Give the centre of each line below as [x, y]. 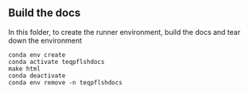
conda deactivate [37, 75]
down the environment [45, 40]
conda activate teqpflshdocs [56, 62]
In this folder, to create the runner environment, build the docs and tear [124, 32]
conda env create [37, 55]
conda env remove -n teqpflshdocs [66, 82]
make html [25, 69]
